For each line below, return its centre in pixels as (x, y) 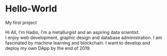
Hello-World (31, 9)
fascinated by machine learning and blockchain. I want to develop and (78, 42)
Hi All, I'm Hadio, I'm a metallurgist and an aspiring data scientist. (72, 32)
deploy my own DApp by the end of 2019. (48, 48)
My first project (21, 22)
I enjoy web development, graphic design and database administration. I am (84, 37)
